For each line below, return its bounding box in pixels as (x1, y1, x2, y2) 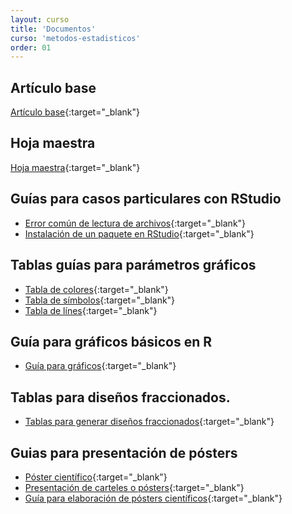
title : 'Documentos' (10, 24, 97, 34)
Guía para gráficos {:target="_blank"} (24, 360, 177, 372)
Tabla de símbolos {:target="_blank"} (24, 294, 176, 306)
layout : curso (10, 14, 70, 25)
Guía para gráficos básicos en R (10, 333, 213, 350)
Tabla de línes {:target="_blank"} (24, 304, 158, 316)
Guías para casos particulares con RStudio (10, 191, 282, 208)
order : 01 (10, 42, 52, 53)
